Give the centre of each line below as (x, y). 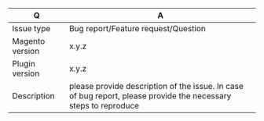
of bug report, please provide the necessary (150, 96)
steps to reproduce (104, 106)
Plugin (24, 64)
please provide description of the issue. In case (156, 86)
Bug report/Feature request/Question (138, 28)
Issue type (31, 28)
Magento (29, 41)
